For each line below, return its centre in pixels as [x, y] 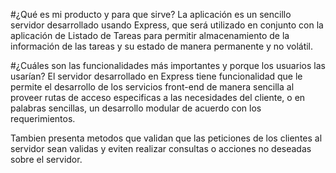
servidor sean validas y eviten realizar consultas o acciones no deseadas [161, 148]
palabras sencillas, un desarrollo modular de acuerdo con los [136, 108]
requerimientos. [43, 118]
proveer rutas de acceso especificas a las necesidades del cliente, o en [158, 97]
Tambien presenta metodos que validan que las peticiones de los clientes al [166, 138]
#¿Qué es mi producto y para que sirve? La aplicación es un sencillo [151, 14]
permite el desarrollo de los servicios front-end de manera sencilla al [152, 87]
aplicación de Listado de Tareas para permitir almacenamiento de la [150, 35]
